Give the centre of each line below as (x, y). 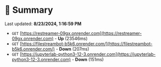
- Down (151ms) (88, 59)
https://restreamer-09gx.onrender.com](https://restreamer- (82, 33)
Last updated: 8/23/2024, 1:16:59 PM (43, 24)
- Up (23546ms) (71, 38)
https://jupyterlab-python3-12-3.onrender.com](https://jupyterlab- (89, 54)
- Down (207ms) (73, 49)
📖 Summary (29, 10)
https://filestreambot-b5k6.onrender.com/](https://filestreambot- (87, 43)
